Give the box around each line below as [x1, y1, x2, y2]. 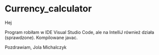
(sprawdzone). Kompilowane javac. [5, 34, 78, 40]
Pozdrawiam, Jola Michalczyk [5, 44, 67, 50]
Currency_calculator [5, 3, 92, 14]
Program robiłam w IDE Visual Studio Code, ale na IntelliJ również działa [5, 29, 154, 35]
